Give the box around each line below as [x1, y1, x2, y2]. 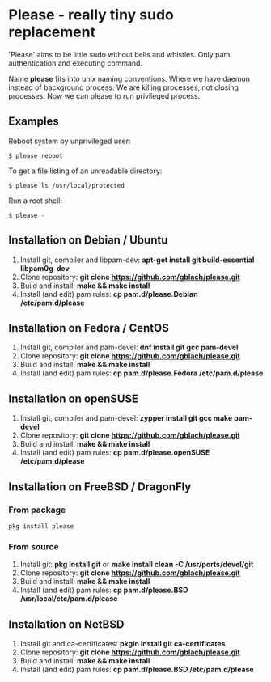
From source [8, 540, 59, 552]
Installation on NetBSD [8, 617, 125, 631]
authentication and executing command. [8, 58, 143, 68]
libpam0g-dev [19, 263, 70, 273]
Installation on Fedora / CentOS [8, 321, 170, 335]
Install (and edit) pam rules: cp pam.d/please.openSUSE [19, 447, 210, 458]
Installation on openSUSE [8, 392, 139, 405]
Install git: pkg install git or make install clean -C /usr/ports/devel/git [19, 560, 254, 570]
